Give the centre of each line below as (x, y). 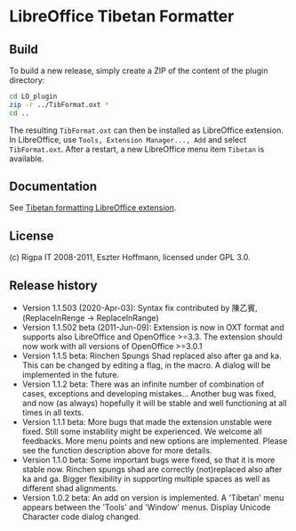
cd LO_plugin (33, 96)
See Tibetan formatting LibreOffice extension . (93, 208)
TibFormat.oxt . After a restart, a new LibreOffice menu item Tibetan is (137, 149)
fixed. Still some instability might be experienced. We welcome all (142, 432)
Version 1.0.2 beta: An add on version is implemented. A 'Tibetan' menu (153, 498)
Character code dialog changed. (81, 517)
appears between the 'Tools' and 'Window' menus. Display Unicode (146, 507)
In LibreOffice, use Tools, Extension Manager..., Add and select (128, 139)
